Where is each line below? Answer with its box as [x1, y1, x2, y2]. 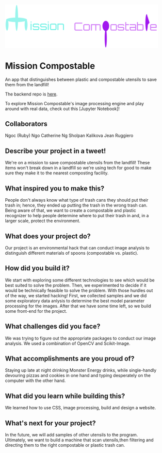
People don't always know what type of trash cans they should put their [5, 197, 149, 203]
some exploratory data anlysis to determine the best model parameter [5, 298, 145, 303]
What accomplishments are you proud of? [5, 354, 135, 362]
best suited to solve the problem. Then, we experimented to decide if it [5, 282, 146, 288]
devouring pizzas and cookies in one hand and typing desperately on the [5, 373, 151, 378]
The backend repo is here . [5, 91, 58, 97]
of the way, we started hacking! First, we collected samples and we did [5, 292, 147, 299]
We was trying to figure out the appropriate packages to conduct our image [5, 335, 156, 341]
